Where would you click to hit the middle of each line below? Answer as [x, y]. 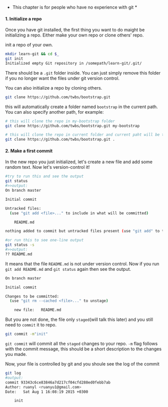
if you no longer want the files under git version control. [62, 78]
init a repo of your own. [29, 45]
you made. [16, 354]
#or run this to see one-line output [44, 240]
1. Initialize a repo [23, 19]
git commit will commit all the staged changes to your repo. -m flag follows [81, 344]
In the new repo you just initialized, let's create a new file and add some [79, 162]
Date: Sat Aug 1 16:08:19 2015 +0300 [47, 392]
